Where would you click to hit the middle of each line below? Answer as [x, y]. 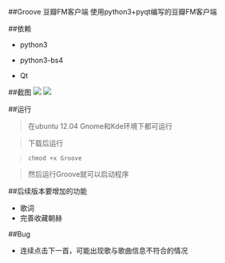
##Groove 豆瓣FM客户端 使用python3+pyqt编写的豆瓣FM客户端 [113, 12]
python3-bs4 [41, 60]
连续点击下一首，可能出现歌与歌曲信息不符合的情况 [104, 251]
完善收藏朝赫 [41, 218]
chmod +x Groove [55, 158]
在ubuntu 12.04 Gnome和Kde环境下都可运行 [100, 126]
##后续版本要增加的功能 [48, 191]
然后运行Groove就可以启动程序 [78, 174]
